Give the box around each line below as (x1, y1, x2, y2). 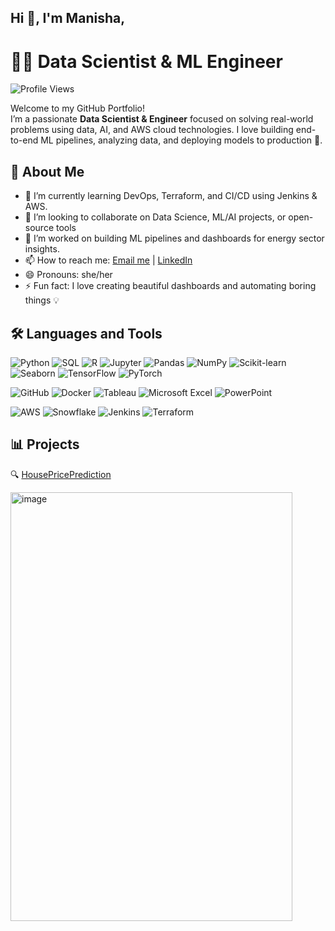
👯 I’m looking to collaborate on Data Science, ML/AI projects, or (24, 211, 287, 223)
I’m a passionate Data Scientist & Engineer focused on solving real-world (10, 113, 314, 125)
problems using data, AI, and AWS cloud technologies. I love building (10, 124, 294, 136)
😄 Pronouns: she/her (24, 269, 113, 281)
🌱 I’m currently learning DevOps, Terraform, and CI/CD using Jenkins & (24, 190, 318, 202)
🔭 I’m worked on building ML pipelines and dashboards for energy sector (24, 232, 325, 245)
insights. (24, 243, 60, 255)
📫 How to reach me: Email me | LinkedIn (24, 254, 193, 266)
